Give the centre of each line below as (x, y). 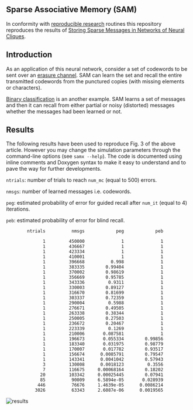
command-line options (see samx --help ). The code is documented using (94, 156)
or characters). (24, 87)
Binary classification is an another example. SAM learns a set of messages (96, 99)
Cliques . (16, 36)
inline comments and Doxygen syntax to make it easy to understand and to (96, 162)
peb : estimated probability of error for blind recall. (66, 221)
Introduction (29, 55)
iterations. (18, 209)
